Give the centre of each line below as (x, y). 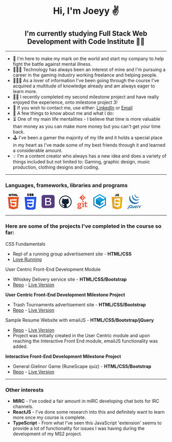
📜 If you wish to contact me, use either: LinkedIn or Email (73, 108)
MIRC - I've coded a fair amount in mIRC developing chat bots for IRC (86, 401)
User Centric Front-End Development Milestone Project (65, 294)
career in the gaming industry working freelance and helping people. (85, 75)
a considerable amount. (38, 150)
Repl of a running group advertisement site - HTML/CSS (72, 254)
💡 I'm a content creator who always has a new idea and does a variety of (90, 156)
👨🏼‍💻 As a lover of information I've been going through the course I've (86, 80)
